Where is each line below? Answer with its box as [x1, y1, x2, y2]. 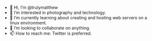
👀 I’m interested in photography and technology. [9, 10, 106, 15]
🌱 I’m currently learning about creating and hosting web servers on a [9, 15, 147, 20]
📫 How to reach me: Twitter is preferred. [9, 30, 92, 36]
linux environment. [9, 20, 47, 26]
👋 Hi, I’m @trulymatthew [9, 5, 58, 10]
